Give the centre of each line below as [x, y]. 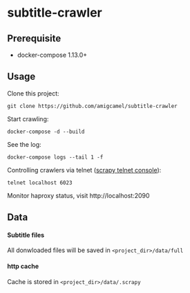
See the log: [24, 144]
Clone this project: [34, 93]
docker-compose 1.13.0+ [52, 55]
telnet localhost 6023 [40, 183]
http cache [23, 266]
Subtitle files [26, 235]
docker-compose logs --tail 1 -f [55, 157]
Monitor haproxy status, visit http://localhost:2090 [78, 195]
